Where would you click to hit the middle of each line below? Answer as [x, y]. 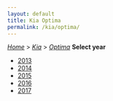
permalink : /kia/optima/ [44, 27]
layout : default [31, 14]
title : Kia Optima [34, 20]
